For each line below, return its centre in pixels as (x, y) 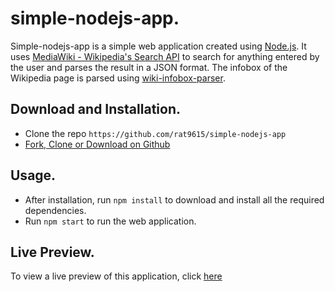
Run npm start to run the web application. (110, 221)
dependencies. (55, 210)
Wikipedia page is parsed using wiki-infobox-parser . (118, 78)
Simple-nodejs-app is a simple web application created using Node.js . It (158, 46)
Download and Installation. (95, 109)
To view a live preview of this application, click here (116, 276)
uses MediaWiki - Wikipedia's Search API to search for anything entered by (165, 56)
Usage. (33, 175)
